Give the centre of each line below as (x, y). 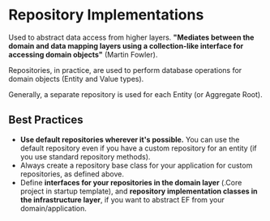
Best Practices (46, 120)
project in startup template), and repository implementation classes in (139, 191)
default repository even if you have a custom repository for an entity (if (138, 148)
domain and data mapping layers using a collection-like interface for (126, 45)
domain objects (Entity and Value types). (76, 79)
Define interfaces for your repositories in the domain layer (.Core (131, 182)
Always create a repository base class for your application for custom (136, 165)
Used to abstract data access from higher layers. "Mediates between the (131, 37)
